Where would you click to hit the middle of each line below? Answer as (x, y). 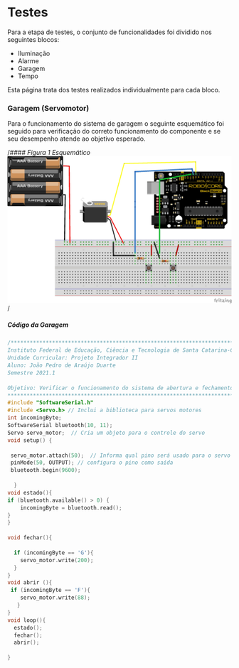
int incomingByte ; (34, 418)
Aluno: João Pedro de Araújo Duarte (62, 366)
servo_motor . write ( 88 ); (55, 598)
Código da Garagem (38, 325)
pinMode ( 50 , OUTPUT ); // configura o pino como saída (92, 463)
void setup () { (30, 440)
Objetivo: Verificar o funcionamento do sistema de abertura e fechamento (121, 388)
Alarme (28, 60)
